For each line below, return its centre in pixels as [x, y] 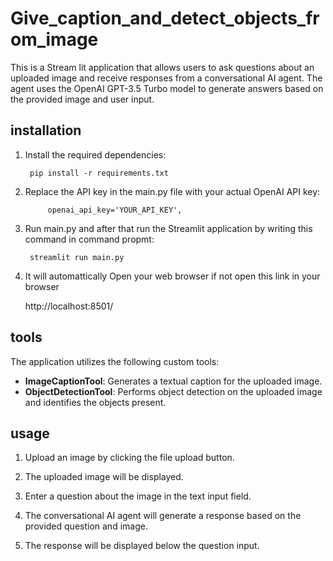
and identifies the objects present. [95, 402]
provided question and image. [86, 526]
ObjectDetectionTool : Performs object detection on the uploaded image [173, 391]
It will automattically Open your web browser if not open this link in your [172, 276]
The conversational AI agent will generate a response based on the [163, 516]
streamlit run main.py [77, 257]
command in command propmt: [89, 239]
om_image [54, 39]
